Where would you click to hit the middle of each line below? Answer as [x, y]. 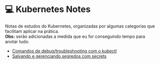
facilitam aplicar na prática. [32, 31]
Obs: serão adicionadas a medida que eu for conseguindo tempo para [75, 36]
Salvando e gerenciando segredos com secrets [59, 56]
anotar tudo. [17, 41]
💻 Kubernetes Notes [48, 9]
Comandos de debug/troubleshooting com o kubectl [64, 51]
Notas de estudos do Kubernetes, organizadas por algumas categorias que [80, 26]
